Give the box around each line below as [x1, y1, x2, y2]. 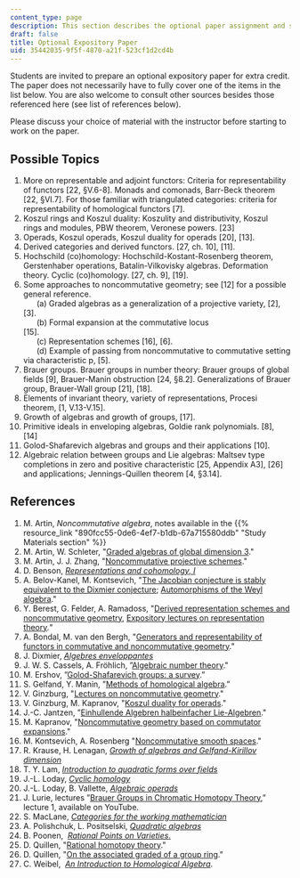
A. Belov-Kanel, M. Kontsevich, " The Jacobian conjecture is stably [22, 574, 266, 585]
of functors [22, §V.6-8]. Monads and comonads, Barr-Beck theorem [22, 184, 275, 195]
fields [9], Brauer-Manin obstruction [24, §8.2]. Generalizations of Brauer [22, 373, 291, 384]
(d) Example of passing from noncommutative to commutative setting [36, 345, 291, 356]
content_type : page [10, 12, 83, 22]
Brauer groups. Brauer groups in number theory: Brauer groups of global [22, 364, 290, 375]
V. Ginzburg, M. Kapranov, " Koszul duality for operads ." [22, 697, 227, 708]
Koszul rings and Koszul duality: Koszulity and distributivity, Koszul [22, 213, 269, 224]
